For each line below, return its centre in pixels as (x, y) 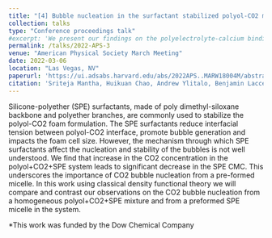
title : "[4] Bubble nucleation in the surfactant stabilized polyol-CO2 (134, 16)
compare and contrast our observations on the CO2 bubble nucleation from (134, 192)
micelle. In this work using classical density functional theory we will (122, 183)
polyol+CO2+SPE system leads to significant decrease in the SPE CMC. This (136, 166)
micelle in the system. (45, 209)
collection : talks (39, 23)
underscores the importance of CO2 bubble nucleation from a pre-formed (132, 175)
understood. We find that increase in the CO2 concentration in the (118, 157)
